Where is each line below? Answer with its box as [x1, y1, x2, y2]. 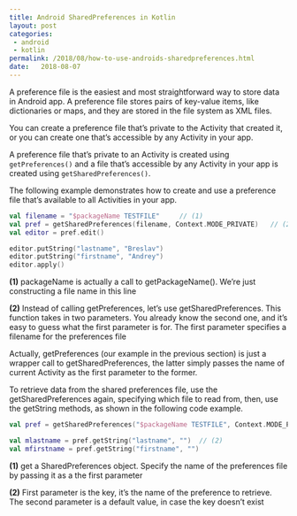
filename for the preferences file [9, 331, 126, 342]
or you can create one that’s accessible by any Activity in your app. [9, 132, 254, 142]
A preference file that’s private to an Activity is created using [9, 149, 230, 159]
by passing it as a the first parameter [9, 470, 143, 481]
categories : [9, 29, 53, 38]
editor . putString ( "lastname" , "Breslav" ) [9, 244, 164, 253]
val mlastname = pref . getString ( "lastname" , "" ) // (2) [9, 436, 224, 445]
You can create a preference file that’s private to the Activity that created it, [9, 122, 283, 133]
